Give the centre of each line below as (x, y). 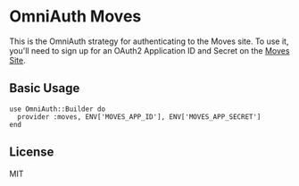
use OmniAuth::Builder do (57, 109)
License (32, 152)
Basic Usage (45, 88)
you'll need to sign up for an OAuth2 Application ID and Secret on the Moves (149, 50)
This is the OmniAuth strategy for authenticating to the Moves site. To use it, (149, 41)
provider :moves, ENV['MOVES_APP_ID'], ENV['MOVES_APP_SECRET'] (139, 117)
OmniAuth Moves (75, 17)
